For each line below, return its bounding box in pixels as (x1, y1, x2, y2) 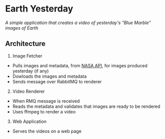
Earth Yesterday (5, 3, 73, 15)
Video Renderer (12, 88, 45, 94)
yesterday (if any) (12, 68, 49, 74)
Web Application (12, 118, 46, 124)
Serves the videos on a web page (12, 128, 81, 134)
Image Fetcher (12, 53, 42, 59)
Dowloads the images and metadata (12, 73, 87, 79)
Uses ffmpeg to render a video (12, 108, 76, 114)
